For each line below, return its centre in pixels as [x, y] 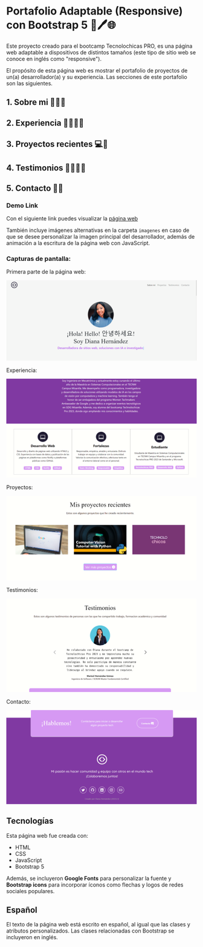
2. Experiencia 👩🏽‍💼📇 [45, 123]
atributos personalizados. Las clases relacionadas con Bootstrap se [90, 931]
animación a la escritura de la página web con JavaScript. [78, 243]
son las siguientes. [30, 83]
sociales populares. [31, 891]
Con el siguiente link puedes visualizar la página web [72, 219]
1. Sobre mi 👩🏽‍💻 [36, 102]
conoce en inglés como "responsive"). [54, 59]
